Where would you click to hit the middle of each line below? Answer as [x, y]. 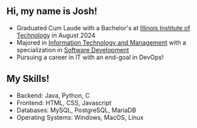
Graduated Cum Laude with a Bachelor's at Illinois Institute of [103, 28]
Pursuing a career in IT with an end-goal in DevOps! [90, 57]
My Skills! [28, 79]
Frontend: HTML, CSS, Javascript [64, 103]
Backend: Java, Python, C [53, 95]
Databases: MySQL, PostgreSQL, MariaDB [76, 110]
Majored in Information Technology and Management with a [101, 42]
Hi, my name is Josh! [52, 11]
